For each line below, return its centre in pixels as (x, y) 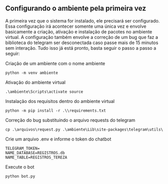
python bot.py (20, 176)
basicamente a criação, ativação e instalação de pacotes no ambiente (79, 32)
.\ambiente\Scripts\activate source (44, 92)
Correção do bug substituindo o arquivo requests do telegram (70, 120)
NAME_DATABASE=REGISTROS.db (35, 153)
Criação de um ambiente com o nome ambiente (55, 63)
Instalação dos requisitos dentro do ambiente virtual (60, 101)
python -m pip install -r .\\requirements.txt (56, 110)
